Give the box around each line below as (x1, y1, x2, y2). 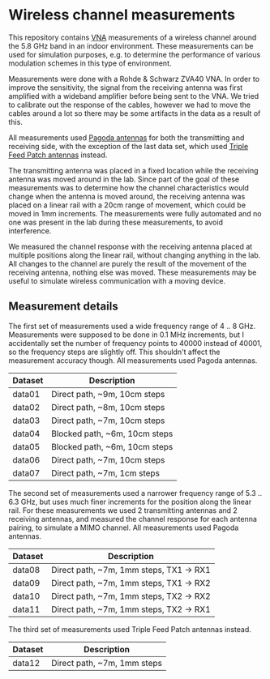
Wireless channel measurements (8, 6, 235, 24)
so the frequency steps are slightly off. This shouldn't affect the (8, 347, 221, 357)
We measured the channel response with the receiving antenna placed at (8, 241, 253, 251)
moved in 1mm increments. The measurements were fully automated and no (8, 208, 262, 218)
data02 (12, 401, 41, 412)
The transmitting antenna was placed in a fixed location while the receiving (8, 165, 259, 175)
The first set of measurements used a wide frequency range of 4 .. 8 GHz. (8, 321, 256, 331)
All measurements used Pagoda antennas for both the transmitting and (8, 132, 245, 143)
